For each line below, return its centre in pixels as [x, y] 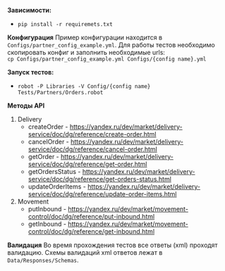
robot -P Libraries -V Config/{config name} [84, 87]
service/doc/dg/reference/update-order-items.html [102, 194]
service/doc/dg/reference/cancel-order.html [92, 149]
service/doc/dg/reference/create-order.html [92, 134]
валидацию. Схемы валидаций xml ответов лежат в [85, 252]
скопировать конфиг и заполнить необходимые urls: [86, 52]
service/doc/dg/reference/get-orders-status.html [99, 179]
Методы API [26, 106]
